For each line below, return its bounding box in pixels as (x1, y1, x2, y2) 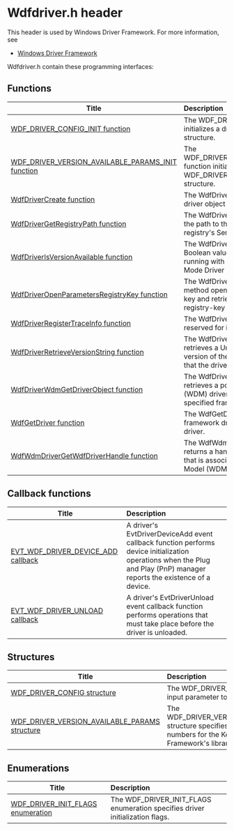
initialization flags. (110, 812, 170, 822)
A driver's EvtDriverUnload (126, 592, 214, 602)
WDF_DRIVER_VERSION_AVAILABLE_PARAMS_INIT (10, 157, 178, 167)
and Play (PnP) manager (126, 564, 206, 574)
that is (183, 455, 204, 465)
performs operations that (126, 610, 208, 620)
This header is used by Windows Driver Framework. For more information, (7, 28, 219, 36)
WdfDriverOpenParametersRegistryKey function (10, 290, 169, 299)
